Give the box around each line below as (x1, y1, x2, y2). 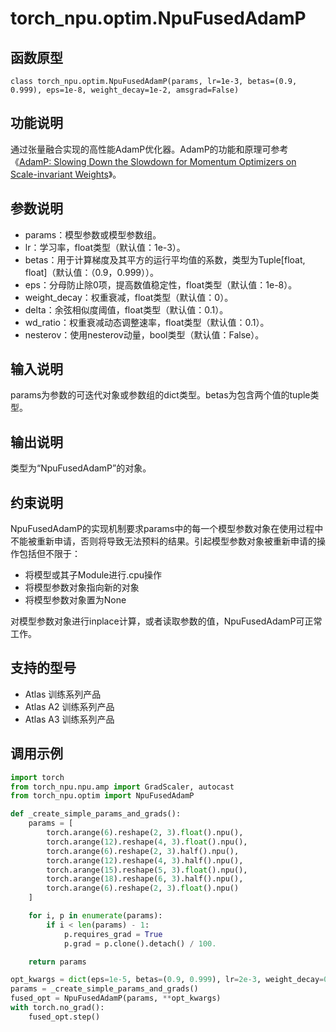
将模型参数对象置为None (24, 594, 127, 606)
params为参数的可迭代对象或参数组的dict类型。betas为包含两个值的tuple (10, 389, 311, 401)
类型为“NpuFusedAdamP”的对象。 (10, 462, 152, 474)
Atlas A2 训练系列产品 (24, 700, 115, 712)
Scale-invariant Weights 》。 (10, 168, 122, 180)
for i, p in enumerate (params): (28, 911, 163, 921)
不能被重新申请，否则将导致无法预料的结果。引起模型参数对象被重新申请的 (10, 535, 317, 547)
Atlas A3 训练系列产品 (24, 713, 115, 725)
